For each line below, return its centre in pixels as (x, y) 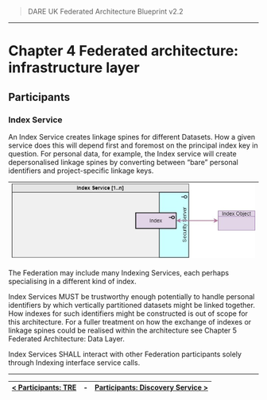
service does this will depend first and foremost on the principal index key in (133, 145)
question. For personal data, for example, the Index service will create (122, 153)
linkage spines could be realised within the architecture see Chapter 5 (122, 330)
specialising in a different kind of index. (72, 281)
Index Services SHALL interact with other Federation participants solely (125, 354)
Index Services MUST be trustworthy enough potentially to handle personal (132, 296)
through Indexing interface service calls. (74, 362)
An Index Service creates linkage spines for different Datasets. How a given (132, 137)
